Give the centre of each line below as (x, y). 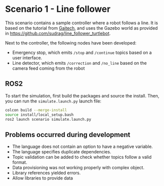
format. (20, 162)
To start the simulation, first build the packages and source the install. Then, (82, 95)
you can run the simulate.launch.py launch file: (53, 101)
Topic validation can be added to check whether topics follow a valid (82, 157)
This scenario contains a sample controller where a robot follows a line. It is (82, 23)
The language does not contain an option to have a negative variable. (82, 146)
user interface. (27, 57)
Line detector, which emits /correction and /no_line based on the (79, 63)
